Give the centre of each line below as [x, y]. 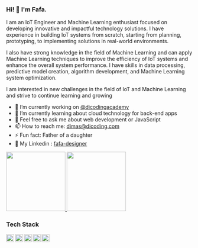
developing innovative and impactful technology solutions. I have [85, 28]
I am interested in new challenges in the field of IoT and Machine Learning [96, 89]
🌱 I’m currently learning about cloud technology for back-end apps [96, 113]
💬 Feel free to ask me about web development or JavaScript [87, 120]
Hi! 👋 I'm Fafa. [27, 9]
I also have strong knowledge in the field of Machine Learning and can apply [99, 53]
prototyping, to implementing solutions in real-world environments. [87, 41]
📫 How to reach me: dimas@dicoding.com [67, 126]
